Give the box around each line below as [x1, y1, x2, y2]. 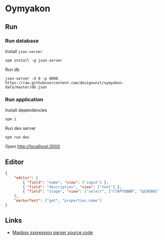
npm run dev [5, 135, 29, 140]
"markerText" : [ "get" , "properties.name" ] [14, 198, 102, 203]
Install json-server [5, 48, 43, 54]
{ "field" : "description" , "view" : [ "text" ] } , [23, 184, 122, 189]
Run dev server [5, 125, 36, 131]
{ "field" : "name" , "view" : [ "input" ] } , [23, 180, 109, 185]
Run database [5, 37, 39, 44]
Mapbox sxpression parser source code [12, 229, 93, 235]
